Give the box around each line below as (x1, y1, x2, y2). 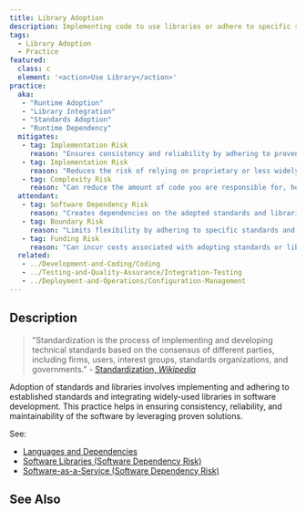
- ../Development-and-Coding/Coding (21, 259, 161, 269)
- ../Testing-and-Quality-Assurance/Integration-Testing (21, 268, 243, 277)
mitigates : (17, 132, 59, 141)
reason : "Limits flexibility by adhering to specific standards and (29, 225, 296, 235)
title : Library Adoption (9, 13, 104, 23)
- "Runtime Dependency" (21, 124, 112, 133)
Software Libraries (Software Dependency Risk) (22, 455, 202, 466)
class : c (17, 65, 51, 74)
